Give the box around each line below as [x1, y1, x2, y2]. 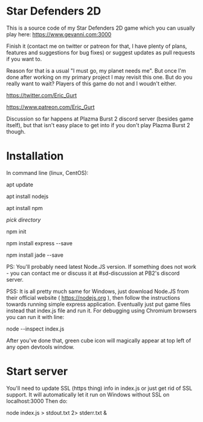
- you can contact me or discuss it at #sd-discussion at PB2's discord [6, 269, 180, 277]
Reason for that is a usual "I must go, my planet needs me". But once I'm [6, 67, 186, 74]
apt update [6, 180, 33, 188]
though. [6, 128, 26, 135]
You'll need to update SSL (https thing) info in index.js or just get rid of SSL [6, 384, 193, 392]
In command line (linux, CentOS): [6, 169, 89, 176]
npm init [6, 228, 27, 235]
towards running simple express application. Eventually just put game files [6, 300, 191, 308]
